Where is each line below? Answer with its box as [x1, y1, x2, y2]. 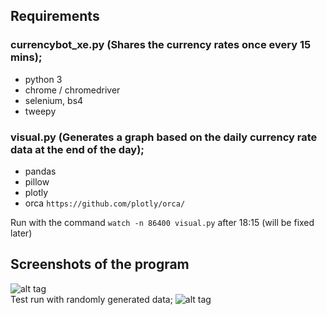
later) [10, 227, 33, 239]
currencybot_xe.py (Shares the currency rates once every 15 [10, 38, 312, 52]
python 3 [24, 73, 63, 85]
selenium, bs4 [24, 94, 84, 106]
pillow [24, 175, 50, 188]
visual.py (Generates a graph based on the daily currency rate [10, 130, 318, 144]
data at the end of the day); [10, 142, 145, 156]
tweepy [24, 105, 57, 117]
